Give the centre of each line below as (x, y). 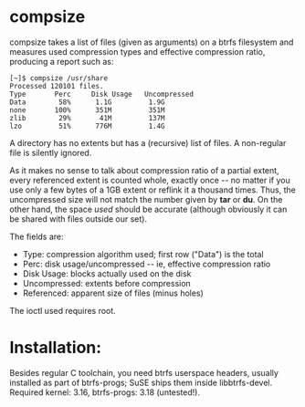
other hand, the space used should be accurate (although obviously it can (148, 209)
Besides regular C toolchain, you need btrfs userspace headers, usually (144, 372)
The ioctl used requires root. (63, 310)
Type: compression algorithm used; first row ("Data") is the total (143, 254)
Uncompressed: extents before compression (107, 283)
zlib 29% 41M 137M (88, 118)
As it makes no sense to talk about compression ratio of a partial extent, (145, 170)
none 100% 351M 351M (88, 110)
